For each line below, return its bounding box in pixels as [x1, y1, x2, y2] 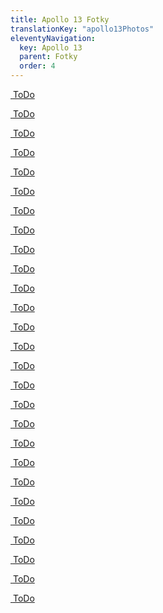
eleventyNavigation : [10, 33, 97, 43]
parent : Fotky [19, 52, 78, 62]
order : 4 [19, 61, 56, 71]
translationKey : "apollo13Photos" [10, 24, 155, 34]
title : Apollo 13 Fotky [10, 14, 110, 25]
